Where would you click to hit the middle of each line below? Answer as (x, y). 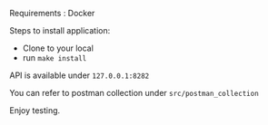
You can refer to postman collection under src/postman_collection (134, 93)
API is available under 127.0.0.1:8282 (79, 75)
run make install (55, 58)
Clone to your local (58, 48)
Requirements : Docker (52, 13)
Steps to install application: (60, 30)
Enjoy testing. (35, 111)
